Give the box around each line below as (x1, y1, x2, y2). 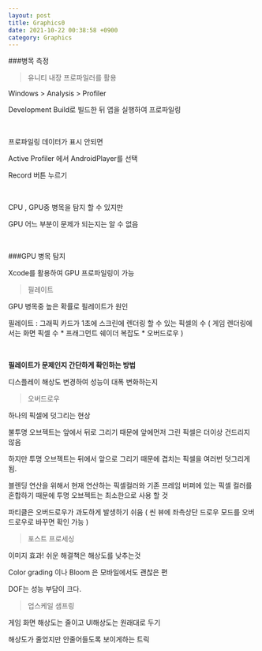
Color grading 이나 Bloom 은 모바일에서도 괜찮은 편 (8, 567, 168, 577)
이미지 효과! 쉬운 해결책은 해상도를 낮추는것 (8, 551, 141, 560)
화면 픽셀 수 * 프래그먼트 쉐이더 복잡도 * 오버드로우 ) (22, 328, 184, 338)
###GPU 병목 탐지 (8, 252, 65, 261)
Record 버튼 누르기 (8, 170, 68, 180)
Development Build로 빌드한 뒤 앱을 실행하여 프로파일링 (8, 105, 182, 114)
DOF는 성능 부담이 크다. (8, 585, 81, 594)
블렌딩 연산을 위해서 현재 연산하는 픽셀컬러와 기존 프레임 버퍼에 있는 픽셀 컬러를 (8, 481, 253, 490)
